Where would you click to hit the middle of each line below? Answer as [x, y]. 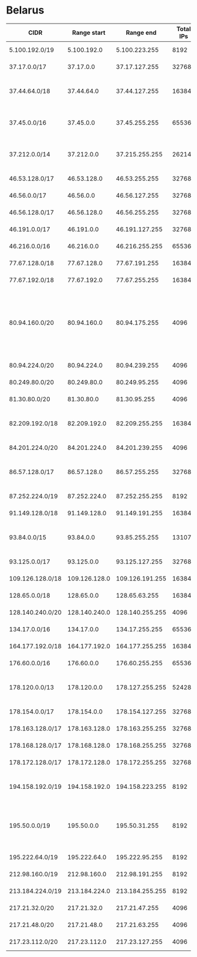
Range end [141, 32]
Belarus [25, 10]
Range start [89, 32]
